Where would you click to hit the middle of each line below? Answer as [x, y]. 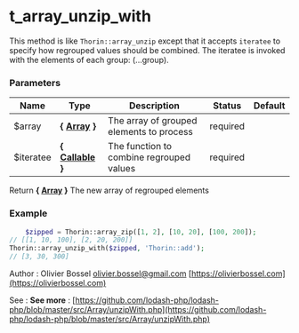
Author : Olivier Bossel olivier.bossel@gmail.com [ [101, 274]
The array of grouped [153, 121]
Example [28, 213]
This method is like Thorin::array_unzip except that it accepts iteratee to [145, 41]
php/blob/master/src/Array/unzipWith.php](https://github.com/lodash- [138, 310]
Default [269, 106]
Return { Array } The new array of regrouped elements [109, 190]
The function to [140, 147]
